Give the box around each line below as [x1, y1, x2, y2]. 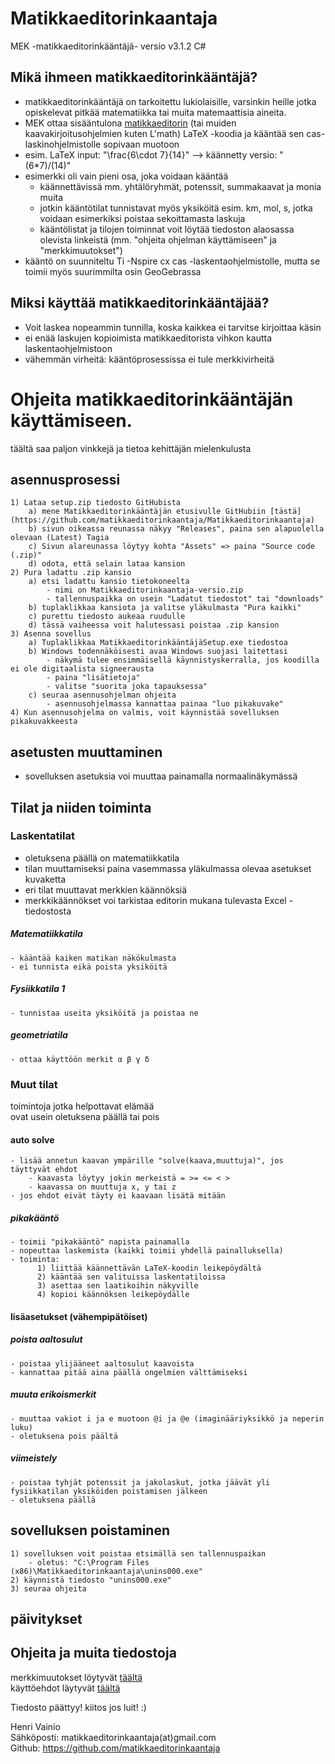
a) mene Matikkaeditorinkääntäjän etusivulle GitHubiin [28, 507, 267, 517]
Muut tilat [10, 1077, 58, 1091]
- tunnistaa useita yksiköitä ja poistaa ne [10, 1008, 199, 1018]
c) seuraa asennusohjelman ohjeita [28, 690, 177, 701]
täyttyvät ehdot [10, 1165, 78, 1175]
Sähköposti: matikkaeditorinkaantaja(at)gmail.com [10, 1731, 217, 1743]
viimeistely [10, 1452, 58, 1464]
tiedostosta [24, 905, 72, 917]
